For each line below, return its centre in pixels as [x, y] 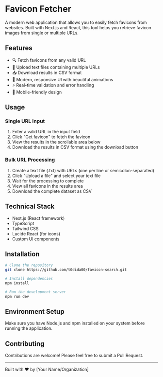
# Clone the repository [29, 265]
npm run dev [17, 296]
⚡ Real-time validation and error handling [53, 85]
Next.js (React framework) [38, 218]
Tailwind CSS [25, 228]
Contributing [25, 344]
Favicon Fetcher [38, 9]
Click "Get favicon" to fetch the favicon [51, 137]
